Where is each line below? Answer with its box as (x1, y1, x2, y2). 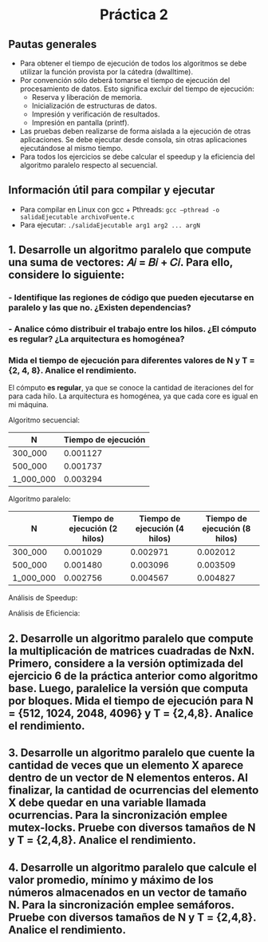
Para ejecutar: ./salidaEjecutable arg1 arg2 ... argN (19, 220, 201, 229)
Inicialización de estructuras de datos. (31, 101, 157, 110)
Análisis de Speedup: (8, 593, 78, 603)
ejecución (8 (202, 523, 251, 534)
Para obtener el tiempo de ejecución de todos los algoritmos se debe (19, 58, 247, 68)
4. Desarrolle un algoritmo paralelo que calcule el (8, 861, 258, 874)
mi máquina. (8, 400, 49, 410)
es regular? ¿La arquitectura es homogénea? (8, 334, 185, 345)
